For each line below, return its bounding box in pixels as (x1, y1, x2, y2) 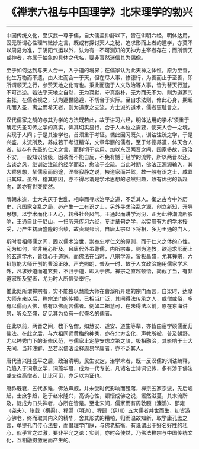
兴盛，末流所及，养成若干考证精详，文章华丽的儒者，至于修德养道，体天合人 (6, 138, 193, 145)
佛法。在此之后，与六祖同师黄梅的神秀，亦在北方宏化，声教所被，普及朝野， (6, 330, 193, 337)
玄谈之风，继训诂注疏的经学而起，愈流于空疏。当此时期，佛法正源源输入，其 (6, 161, 193, 168)
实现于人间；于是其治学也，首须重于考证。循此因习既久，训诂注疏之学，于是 (6, 131, 193, 138)
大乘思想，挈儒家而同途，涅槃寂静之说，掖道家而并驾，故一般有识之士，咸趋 (6, 168, 193, 175)
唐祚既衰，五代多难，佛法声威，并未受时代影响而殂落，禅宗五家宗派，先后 (6, 384, 188, 391)
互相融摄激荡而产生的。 (16, 437, 74, 444)
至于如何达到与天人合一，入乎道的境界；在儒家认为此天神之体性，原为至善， (6, 66, 193, 74)
